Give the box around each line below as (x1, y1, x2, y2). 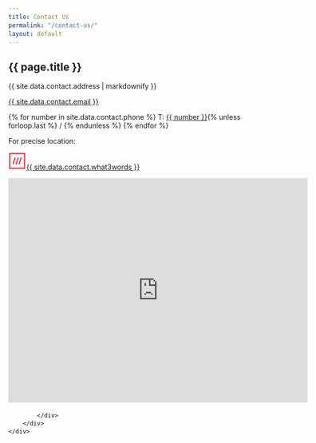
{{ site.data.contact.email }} (8, 97, 99, 107)
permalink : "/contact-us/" (8, 21, 98, 30)
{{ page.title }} (8, 60, 82, 73)
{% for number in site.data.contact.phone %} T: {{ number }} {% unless (8, 113, 241, 122)
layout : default (8, 30, 62, 38)
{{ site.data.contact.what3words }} (26, 162, 140, 172)
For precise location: (8, 136, 76, 146)
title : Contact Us (8, 13, 69, 21)
